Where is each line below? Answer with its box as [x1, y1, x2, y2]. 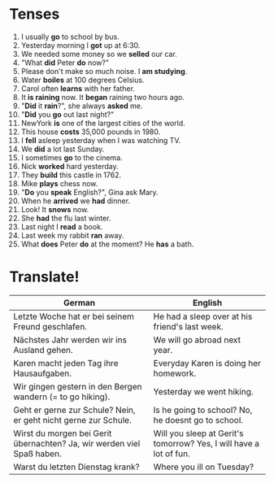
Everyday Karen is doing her [153, 357, 261, 368]
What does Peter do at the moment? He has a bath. [20, 239, 194, 249]
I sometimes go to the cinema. [20, 152, 123, 163]
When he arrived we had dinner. [20, 196, 131, 206]
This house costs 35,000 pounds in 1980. [20, 127, 161, 137]
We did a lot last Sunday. [20, 144, 105, 154]
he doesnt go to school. [153, 414, 243, 425]
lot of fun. [153, 448, 190, 459]
